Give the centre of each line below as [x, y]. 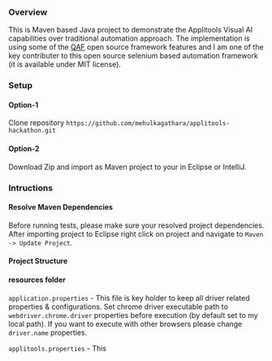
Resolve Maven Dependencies [61, 207]
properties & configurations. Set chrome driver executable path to [119, 307]
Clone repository [37, 123]
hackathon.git [32, 131]
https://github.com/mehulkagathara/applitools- [148, 124]
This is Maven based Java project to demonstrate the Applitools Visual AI [131, 30]
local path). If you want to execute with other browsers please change [125, 324]
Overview [28, 12]
